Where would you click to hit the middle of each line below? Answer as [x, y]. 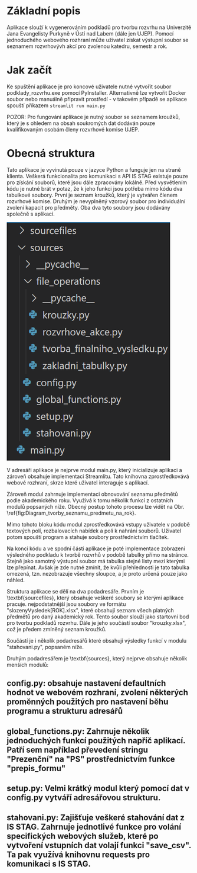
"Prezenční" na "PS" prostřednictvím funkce [91, 759]
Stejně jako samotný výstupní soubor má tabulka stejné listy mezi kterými [96, 561]
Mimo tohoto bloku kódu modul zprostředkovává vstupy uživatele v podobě [98, 524]
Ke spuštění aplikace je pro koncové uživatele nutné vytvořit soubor [89, 86]
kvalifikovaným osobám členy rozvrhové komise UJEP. [73, 129]
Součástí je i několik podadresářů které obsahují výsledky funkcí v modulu [97, 640]
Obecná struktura [51, 154]
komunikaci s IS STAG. [49, 864]
